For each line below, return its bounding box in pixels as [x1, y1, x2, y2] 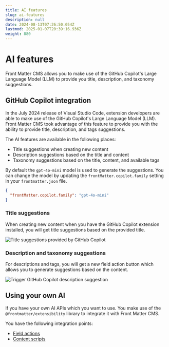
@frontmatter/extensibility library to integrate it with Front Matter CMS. [5, 310, 160, 316]
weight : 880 [5, 31, 31, 36]
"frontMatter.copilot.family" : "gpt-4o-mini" [10, 192, 109, 198]
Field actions [12, 330, 40, 336]
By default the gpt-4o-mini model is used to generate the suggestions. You [5, 167, 164, 173]
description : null [5, 17, 45, 22]
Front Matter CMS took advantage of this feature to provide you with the [5, 121, 158, 127]
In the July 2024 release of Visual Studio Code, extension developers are [5, 110, 160, 116]
